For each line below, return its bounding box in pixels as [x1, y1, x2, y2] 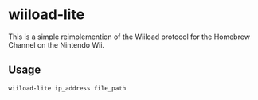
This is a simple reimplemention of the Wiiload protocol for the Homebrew [8, 32, 251, 41]
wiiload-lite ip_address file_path [8, 84, 127, 92]
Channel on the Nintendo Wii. [8, 40, 105, 49]
